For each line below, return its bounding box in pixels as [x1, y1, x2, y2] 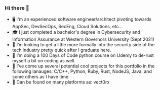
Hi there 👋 [5, 5, 30, 12]
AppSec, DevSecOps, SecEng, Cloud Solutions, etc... [12, 24, 123, 30]
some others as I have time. [12, 74, 70, 80]
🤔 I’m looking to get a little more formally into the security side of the [12, 42, 155, 48]
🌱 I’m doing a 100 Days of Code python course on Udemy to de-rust [12, 52, 154, 58]
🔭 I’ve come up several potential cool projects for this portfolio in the [12, 63, 155, 69]
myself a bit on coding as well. [12, 58, 76, 64]
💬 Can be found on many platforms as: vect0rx [12, 79, 110, 85]
